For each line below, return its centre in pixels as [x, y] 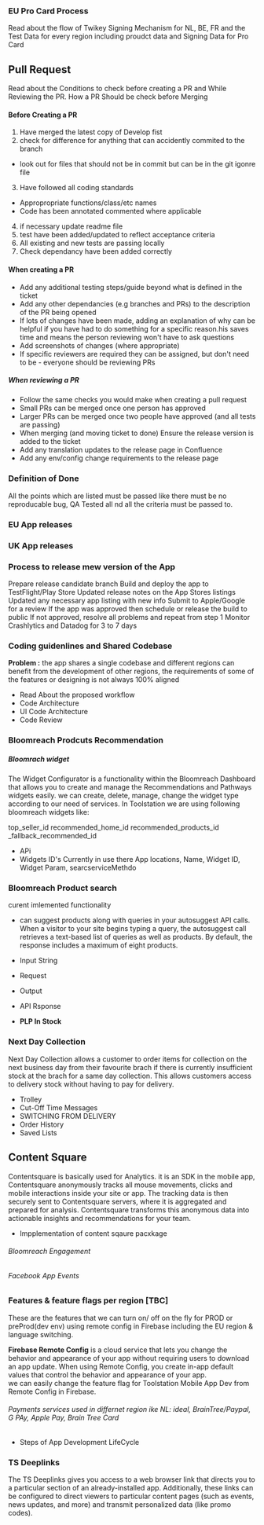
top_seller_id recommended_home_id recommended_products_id [114, 827]
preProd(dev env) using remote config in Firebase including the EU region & [131, 1326]
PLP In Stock [40, 1021]
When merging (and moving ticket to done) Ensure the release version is [136, 433]
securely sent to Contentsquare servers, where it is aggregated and [117, 1201]
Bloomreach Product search [63, 888]
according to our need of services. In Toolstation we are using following [124, 804]
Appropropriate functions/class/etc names [88, 203]
